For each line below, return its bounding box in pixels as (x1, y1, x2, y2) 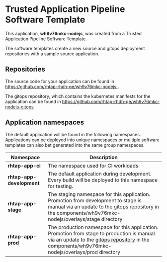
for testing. (48, 182, 74, 189)
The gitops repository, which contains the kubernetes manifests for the (5, 93, 151, 99)
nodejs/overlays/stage (48, 215, 100, 222)
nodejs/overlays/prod (48, 249, 98, 256)
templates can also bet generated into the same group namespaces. (5, 142, 145, 148)
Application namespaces (5, 118, 84, 127)
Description (89, 154, 118, 161)
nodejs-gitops (5, 103, 34, 110)
